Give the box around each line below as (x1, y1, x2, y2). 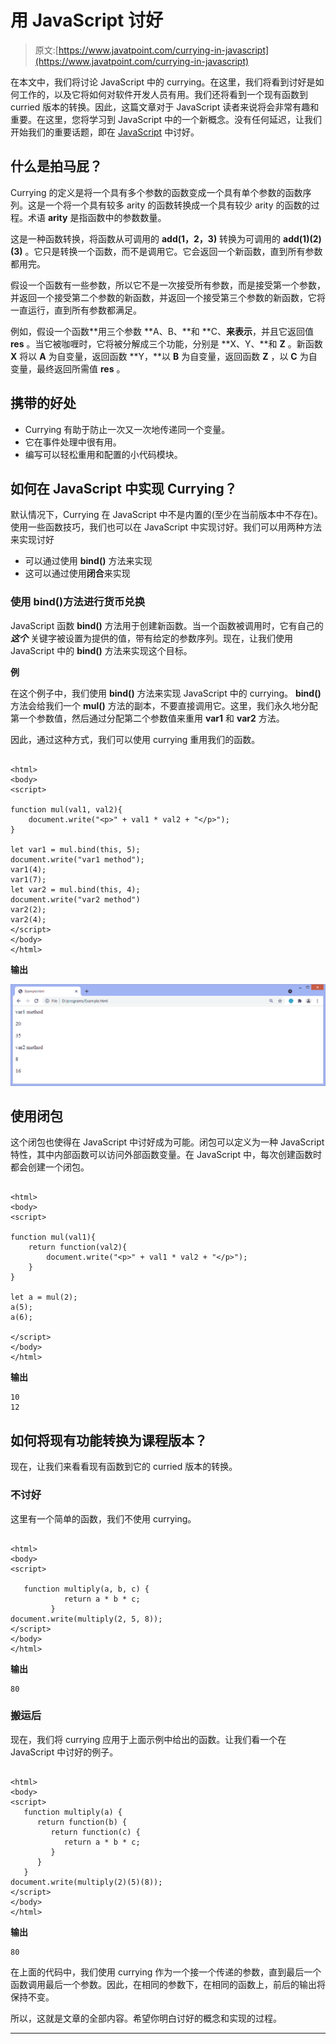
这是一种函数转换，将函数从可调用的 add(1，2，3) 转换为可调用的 (10, 232, 282, 245)
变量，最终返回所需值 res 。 (10, 362, 126, 375)
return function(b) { (36, 1817, 128, 1827)
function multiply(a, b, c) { (23, 1584, 150, 1594)
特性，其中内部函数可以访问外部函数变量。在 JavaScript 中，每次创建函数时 (10, 1149, 323, 1161)
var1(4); (10, 864, 47, 875)
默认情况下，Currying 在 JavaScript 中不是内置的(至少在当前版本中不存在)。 (10, 509, 323, 521)
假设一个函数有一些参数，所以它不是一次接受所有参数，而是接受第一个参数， (10, 279, 326, 291)
